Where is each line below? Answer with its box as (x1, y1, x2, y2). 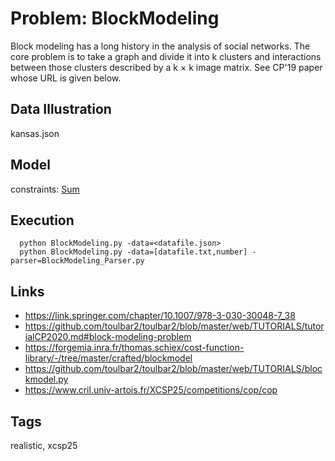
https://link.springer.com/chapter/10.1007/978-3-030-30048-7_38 (24, 310, 296, 322)
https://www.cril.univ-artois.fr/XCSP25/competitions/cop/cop (24, 384, 278, 396)
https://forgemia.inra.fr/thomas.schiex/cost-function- (24, 342, 245, 354)
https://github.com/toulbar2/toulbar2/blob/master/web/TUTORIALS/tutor (24, 320, 325, 332)
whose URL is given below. (10, 72, 122, 84)
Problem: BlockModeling (10, 7, 220, 30)
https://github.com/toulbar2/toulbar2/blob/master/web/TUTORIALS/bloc (24, 363, 323, 375)
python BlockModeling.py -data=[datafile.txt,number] (19, 247, 248, 257)
